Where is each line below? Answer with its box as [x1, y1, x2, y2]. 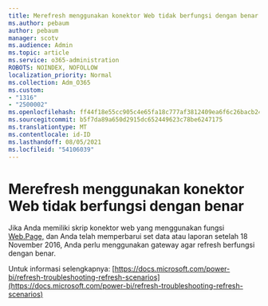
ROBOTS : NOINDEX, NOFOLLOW [8, 64, 98, 72]
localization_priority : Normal [8, 71, 112, 79]
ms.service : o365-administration [8, 57, 120, 65]
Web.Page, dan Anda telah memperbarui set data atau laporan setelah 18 [8, 232, 248, 241]
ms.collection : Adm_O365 [8, 78, 91, 86]
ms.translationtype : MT [8, 123, 88, 131]
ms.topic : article [8, 49, 69, 57]
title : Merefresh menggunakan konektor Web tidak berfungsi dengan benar [8, 11, 259, 20]
